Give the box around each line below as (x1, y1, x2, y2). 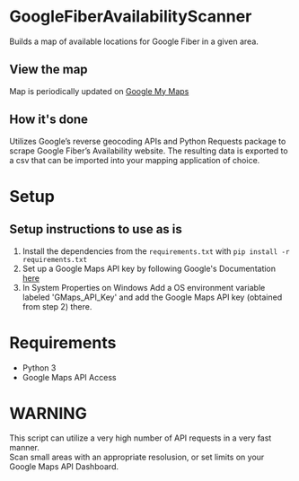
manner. (9, 442, 40, 453)
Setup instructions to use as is (9, 222, 182, 237)
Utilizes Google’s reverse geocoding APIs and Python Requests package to (9, 136, 286, 146)
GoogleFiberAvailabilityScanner (9, 6, 252, 27)
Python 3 (22, 362, 57, 373)
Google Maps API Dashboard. (9, 461, 119, 472)
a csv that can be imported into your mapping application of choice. (9, 154, 260, 165)
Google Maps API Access (22, 372, 117, 382)
